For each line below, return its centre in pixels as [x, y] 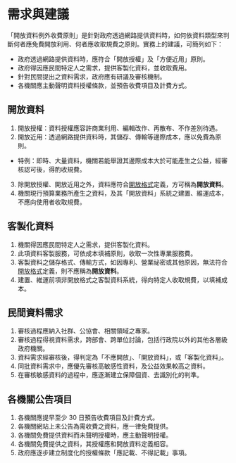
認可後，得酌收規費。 [55, 169]
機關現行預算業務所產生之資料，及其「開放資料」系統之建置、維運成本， [122, 193]
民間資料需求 [35, 313]
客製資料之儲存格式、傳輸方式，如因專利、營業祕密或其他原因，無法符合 [122, 262]
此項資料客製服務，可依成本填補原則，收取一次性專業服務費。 [107, 253]
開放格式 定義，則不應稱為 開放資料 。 [70, 271]
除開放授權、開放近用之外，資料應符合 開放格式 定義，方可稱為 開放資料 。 [122, 184]
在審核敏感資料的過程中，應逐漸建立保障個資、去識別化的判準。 [110, 375]
